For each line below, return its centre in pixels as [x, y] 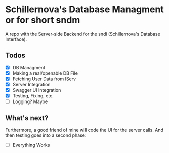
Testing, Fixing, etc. [33, 96]
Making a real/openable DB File [45, 73]
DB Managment [29, 67]
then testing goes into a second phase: [46, 135]
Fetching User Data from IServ [44, 79]
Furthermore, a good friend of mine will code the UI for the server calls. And [84, 130]
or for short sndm [43, 20]
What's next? [27, 118]
